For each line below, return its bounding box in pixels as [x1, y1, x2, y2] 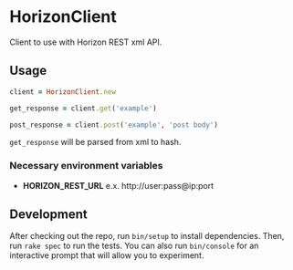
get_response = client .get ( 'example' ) [9, 103, 157, 113]
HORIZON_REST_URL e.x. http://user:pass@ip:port [22, 180, 215, 191]
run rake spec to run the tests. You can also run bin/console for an [9, 240, 259, 252]
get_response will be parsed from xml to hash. [9, 137, 182, 148]
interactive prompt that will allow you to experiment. [9, 250, 204, 261]
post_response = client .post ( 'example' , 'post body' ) [9, 120, 219, 130]
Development [9, 207, 89, 223]
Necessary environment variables [9, 160, 163, 172]
